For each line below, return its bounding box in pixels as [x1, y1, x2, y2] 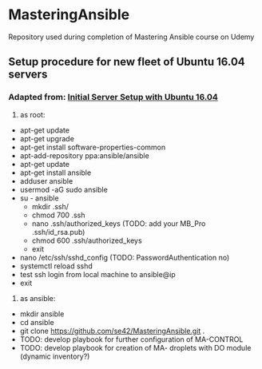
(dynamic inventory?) [19, 351, 90, 361]
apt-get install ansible [19, 168, 92, 177]
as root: [19, 109, 46, 119]
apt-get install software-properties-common [19, 142, 166, 152]
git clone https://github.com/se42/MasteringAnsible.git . [19, 326, 205, 335]
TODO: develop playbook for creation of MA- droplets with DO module [19, 343, 252, 352]
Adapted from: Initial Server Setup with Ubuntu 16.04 [8, 92, 218, 103]
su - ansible [19, 193, 59, 203]
